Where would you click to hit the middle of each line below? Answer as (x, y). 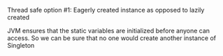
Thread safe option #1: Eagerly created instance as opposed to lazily (106, 10)
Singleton (21, 45)
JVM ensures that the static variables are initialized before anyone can (109, 31)
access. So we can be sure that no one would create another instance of (112, 38)
